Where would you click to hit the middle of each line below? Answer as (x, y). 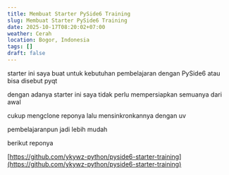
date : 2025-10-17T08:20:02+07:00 (56, 27)
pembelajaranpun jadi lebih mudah (57, 129)
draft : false (26, 54)
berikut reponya (30, 143)
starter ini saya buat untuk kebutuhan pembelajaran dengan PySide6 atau (114, 73)
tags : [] (20, 47)
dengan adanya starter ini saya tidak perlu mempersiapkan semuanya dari (114, 94)
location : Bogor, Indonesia (49, 40)
